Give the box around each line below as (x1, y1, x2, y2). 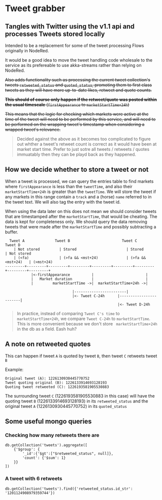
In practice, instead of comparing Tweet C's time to (16, 310, 120, 316)
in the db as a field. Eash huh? (16, 326, 77, 332)
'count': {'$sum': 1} (22, 455, 66, 461)
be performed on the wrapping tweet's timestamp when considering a (5, 122, 145, 127)
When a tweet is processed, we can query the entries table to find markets (5, 178, 154, 184)
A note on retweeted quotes (5, 340, 91, 348)
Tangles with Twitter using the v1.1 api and (5, 22, 135, 31)
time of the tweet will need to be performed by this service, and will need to (5, 116, 156, 122)
